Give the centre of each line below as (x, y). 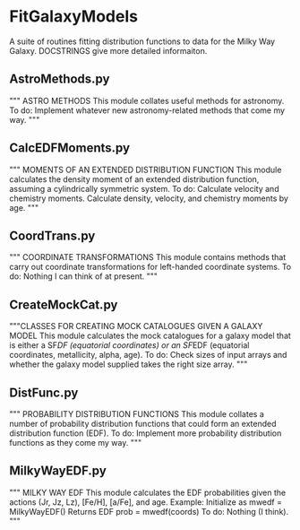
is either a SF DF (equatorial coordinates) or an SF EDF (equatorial (129, 345)
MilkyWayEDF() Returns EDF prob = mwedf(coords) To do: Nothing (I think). (149, 511)
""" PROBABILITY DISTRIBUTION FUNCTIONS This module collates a (137, 414)
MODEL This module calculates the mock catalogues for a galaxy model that (150, 336)
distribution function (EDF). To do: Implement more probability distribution (146, 433)
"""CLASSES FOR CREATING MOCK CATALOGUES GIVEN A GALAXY (136, 326)
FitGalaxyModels (74, 17)
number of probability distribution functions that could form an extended (143, 424)
